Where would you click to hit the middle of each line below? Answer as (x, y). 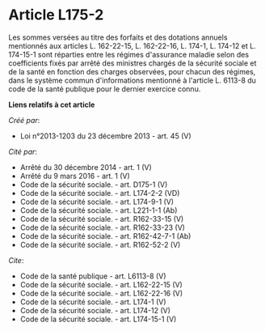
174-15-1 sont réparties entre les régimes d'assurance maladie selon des (128, 54)
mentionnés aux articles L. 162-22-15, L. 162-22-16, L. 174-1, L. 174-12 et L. (132, 45)
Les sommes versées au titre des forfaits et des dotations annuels (118, 37)
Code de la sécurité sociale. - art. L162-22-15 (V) (101, 284)
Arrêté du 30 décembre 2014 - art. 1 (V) (86, 167)
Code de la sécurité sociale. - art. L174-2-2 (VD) (100, 193)
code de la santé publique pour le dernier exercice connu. (105, 89)
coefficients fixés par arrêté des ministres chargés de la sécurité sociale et (132, 63)
